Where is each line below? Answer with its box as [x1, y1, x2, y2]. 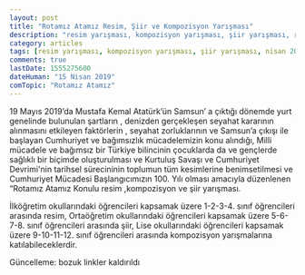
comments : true [9, 55, 67, 64]
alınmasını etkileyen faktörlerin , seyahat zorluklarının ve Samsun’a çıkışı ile [9, 124, 289, 136]
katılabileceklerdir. [9, 239, 78, 250]
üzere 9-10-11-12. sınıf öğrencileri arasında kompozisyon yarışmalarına [9, 229, 272, 241]
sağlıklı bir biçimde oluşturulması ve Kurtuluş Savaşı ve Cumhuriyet [9, 153, 260, 164]
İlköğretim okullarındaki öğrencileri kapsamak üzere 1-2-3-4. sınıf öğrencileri [9, 201, 295, 211]
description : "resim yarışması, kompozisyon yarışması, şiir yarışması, [9, 30, 290, 39]
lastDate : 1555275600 [9, 64, 92, 74]
